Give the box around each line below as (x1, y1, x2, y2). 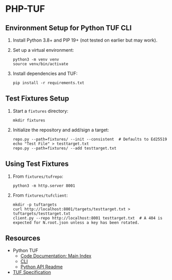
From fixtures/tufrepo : (12, 173, 63, 179)
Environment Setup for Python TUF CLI (5, 24, 132, 32)
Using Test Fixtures (5, 159, 69, 168)
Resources (5, 234, 41, 243)
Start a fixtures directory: (12, 108, 68, 114)
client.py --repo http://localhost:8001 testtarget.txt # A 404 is (12, 215, 163, 221)
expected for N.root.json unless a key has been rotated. (12, 220, 140, 225)
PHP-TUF (5, 3, 45, 15)
